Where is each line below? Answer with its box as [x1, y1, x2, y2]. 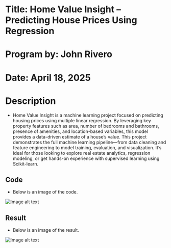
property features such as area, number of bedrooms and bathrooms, [12, 123, 159, 129]
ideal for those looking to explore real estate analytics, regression [12, 150, 151, 156]
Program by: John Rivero [5, 48, 113, 60]
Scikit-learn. [12, 160, 39, 167]
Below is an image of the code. [12, 189, 78, 195]
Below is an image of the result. [12, 227, 79, 233]
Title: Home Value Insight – [5, 4, 121, 15]
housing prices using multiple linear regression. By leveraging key [12, 117, 152, 123]
